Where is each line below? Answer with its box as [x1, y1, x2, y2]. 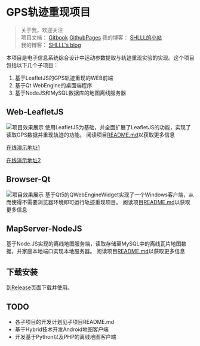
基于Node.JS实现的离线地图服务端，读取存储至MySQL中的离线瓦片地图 [6, 240, 181, 247]
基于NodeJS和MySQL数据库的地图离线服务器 [14, 89, 127, 96]
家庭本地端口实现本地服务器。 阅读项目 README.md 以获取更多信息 [21, 248, 186, 255]
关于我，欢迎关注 [20, 26, 63, 34]
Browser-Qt [6, 174, 51, 184]
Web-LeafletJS [6, 107, 64, 117]
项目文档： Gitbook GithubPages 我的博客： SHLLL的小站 [20, 34, 162, 41]
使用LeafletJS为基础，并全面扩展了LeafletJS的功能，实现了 [44, 123, 191, 130]
